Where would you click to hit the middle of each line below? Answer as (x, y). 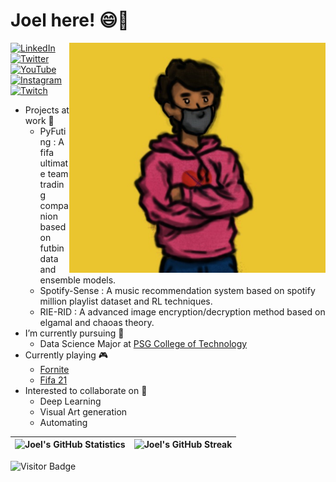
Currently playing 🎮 (66, 355)
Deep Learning (70, 401)
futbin (52, 248)
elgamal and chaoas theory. (97, 322)
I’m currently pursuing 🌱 (74, 333)
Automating (63, 422)
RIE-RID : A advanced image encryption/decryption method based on (182, 311)
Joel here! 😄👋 (70, 20)
